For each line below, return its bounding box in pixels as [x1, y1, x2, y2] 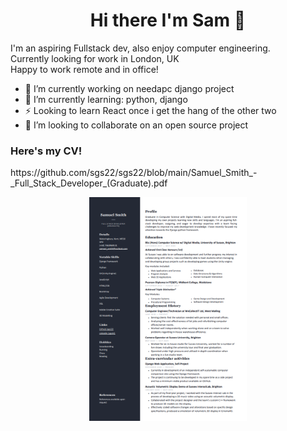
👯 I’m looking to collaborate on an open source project [24, 119, 249, 131]
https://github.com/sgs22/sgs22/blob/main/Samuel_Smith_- [10, 167, 258, 179]
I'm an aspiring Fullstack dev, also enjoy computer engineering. [10, 42, 271, 54]
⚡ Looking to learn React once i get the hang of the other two [24, 104, 277, 116]
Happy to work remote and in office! [10, 63, 159, 75]
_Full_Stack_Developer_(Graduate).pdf [10, 177, 168, 189]
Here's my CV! [10, 144, 83, 158]
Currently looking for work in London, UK [10, 52, 180, 64]
